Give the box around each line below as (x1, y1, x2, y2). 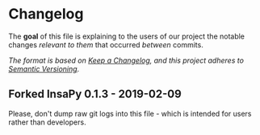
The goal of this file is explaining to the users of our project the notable (8, 31, 245, 41)
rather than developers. (8, 117, 86, 127)
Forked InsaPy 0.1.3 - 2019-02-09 (8, 88, 182, 101)
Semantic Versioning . (8, 63, 80, 73)
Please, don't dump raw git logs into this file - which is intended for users (8, 108, 252, 118)
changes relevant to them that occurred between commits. (8, 39, 203, 49)
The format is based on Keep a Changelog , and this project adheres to (8, 55, 245, 65)
